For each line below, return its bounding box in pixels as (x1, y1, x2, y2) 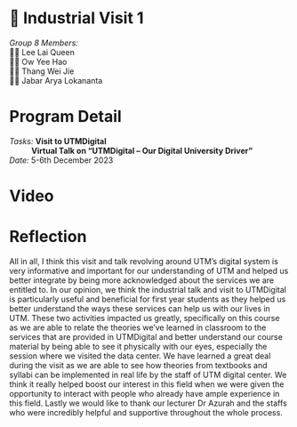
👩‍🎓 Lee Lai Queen (9, 46, 76, 57)
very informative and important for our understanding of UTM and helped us (9, 266, 289, 276)
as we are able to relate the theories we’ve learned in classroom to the (9, 322, 267, 333)
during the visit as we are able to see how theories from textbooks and (9, 360, 268, 370)
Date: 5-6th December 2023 (9, 155, 114, 165)
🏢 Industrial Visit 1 (9, 8, 144, 28)
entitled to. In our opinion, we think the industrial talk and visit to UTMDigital (9, 285, 287, 294)
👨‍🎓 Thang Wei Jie (9, 66, 75, 77)
